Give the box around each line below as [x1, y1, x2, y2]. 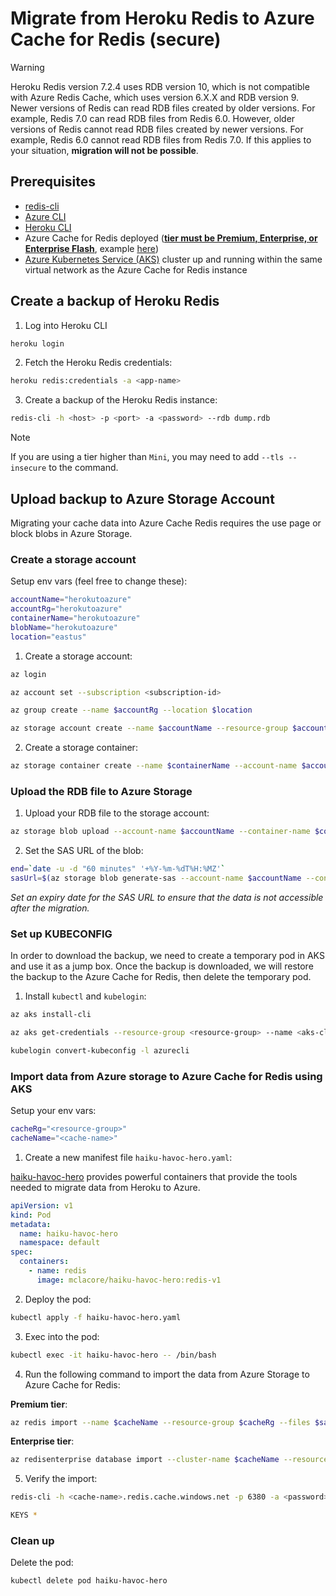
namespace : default [19, 1238, 101, 1248]
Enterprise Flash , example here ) [24, 242, 159, 254]
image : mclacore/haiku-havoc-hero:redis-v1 [36, 1275, 222, 1285]
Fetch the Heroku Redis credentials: [24, 357, 173, 369]
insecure [10, 463, 47, 474]
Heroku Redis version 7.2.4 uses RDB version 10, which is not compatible [10, 80, 310, 92]
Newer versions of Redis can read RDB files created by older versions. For [10, 102, 316, 114]
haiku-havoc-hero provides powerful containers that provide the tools [10, 1170, 298, 1182]
